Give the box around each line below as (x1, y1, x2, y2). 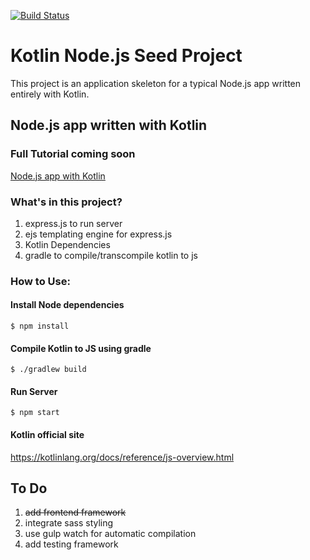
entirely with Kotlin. (10, 88, 90, 100)
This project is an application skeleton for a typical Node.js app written (10, 77, 302, 89)
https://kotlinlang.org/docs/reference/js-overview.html (10, 451, 235, 463)
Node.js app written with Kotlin (10, 117, 208, 134)
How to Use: (10, 274, 71, 288)
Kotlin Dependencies (24, 238, 111, 250)
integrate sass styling (24, 517, 114, 529)
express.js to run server (24, 217, 123, 229)
